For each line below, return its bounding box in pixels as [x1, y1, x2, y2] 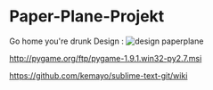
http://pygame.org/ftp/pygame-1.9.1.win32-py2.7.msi [9, 53, 202, 63]
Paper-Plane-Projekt [9, 6, 165, 27]
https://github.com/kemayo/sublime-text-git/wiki [9, 70, 188, 81]
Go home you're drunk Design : [9, 36, 125, 46]
